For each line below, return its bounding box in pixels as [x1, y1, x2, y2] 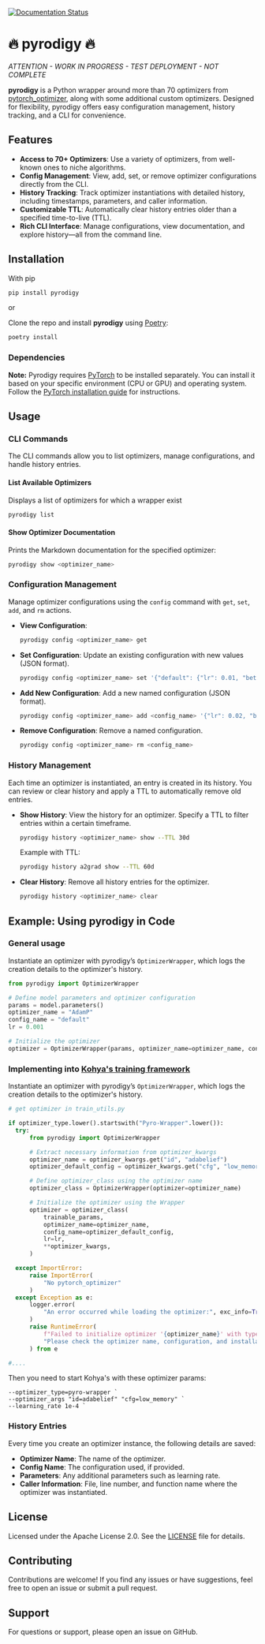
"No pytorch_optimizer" [43, 1279, 122, 1287]
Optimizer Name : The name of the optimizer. [19, 1454, 166, 1463]
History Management [8, 760, 91, 771]
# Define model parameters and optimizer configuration [8, 994, 196, 1002]
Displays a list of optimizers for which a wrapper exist [8, 495, 183, 505]
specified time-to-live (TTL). [19, 213, 112, 222]
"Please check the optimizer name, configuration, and [43, 1337, 227, 1345]
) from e [28, 1345, 58, 1353]
